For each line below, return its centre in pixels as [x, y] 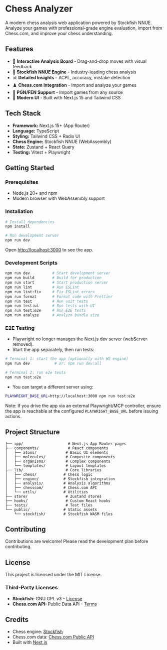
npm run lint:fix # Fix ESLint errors [50, 292]
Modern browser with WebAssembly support [58, 198]
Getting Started [30, 168]
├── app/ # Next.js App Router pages [66, 444]
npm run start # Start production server [57, 283]
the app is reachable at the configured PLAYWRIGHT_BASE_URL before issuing [82, 411]
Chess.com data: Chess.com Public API [53, 637]
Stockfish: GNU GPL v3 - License [47, 598]
